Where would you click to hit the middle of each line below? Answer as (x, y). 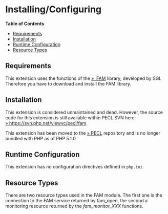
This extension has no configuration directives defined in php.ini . (75, 167)
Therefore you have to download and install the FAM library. (68, 83)
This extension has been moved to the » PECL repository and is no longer (83, 133)
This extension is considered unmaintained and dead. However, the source (84, 112)
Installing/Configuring (54, 9)
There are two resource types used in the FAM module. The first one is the (84, 195)
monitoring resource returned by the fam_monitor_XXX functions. (74, 206)
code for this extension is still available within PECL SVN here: (71, 117)
